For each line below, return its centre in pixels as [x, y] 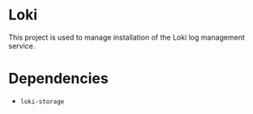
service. [22, 45]
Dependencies [58, 79]
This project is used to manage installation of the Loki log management [127, 37]
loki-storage [42, 101]
